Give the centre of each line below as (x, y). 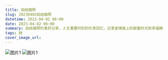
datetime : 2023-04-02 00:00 (34, 19)
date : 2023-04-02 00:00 (30, 24)
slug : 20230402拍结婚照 (28, 14)
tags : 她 (14, 33)
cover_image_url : (23, 38)
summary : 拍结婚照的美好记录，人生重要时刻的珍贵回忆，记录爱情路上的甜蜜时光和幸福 (82, 28)
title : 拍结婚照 (20, 10)
